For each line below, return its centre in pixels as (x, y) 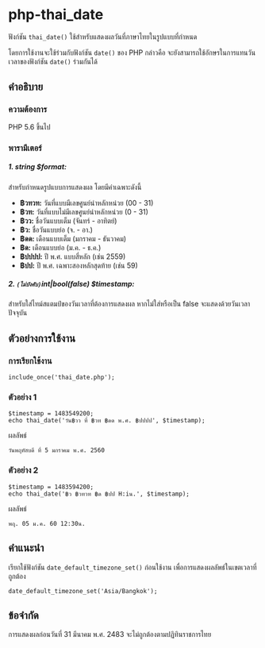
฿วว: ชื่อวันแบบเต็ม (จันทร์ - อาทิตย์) (68, 221)
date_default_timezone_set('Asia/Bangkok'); (83, 591)
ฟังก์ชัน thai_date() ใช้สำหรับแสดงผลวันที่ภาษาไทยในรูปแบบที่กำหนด (103, 37)
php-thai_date (56, 15)
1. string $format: (38, 167)
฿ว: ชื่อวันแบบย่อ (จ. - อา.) (56, 229)
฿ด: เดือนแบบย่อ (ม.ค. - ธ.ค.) (60, 247)
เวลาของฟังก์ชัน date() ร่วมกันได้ (53, 61)
